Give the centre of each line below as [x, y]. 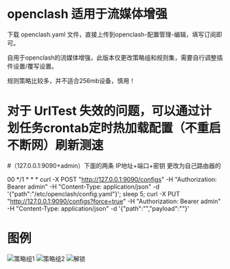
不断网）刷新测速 [56, 145]
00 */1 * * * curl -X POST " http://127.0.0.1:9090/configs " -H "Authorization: [112, 179]
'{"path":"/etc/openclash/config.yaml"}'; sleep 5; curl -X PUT [94, 194]
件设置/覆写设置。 [33, 66]
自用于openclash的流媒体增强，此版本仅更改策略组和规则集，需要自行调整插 [115, 57]
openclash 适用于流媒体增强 [87, 14]
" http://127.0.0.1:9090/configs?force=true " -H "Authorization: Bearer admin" [114, 201]
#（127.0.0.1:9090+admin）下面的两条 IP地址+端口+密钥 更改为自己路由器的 [114, 165]
